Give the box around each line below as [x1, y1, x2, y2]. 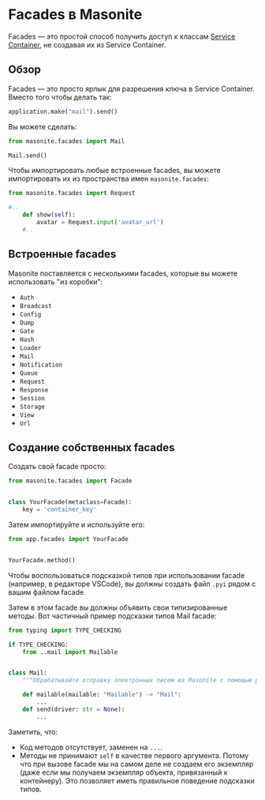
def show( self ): [22, 211, 77, 219]
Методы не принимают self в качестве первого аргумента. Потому [19, 750, 249, 760]
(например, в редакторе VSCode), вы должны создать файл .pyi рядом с [8, 579, 256, 588]
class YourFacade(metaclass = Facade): [8, 498, 132, 506]
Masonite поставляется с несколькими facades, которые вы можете [8, 269, 238, 278]
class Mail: [8, 669, 47, 677]
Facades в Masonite [8, 6, 143, 24]
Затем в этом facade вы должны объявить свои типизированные [8, 603, 228, 612]
